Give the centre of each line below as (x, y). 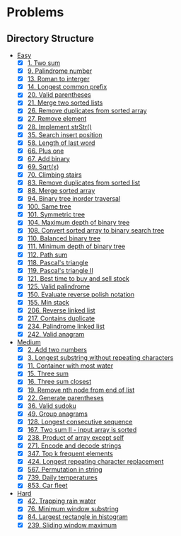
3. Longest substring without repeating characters (100, 358)
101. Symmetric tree (56, 215)
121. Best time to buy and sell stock (78, 278)
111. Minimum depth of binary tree (76, 246)
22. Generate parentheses (65, 397)
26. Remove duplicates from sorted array (87, 111)
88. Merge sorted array (61, 191)
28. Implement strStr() (60, 127)
